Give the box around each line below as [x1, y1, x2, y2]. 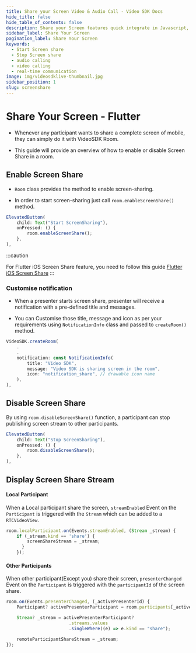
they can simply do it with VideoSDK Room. [14, 135, 119, 142]
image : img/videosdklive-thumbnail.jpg [6, 74, 103, 80]
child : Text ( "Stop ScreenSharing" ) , [16, 437, 106, 443]
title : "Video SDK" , [27, 360, 77, 366]
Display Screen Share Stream [6, 475, 115, 485]
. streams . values [68, 620, 108, 626]
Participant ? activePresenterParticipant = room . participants [16, 604, 171, 610]
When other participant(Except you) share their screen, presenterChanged [6, 575, 182, 582]
